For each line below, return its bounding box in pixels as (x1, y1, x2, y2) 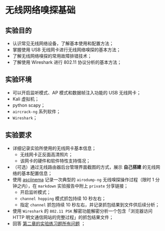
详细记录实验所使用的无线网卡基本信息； (12, 145, 96, 151)
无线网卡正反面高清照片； (20, 151, 73, 157)
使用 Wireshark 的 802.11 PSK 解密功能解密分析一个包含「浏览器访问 (12, 208, 153, 214)
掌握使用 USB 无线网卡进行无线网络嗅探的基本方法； (12, 47, 121, 53)
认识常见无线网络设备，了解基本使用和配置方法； (12, 41, 114, 46)
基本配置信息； (21, 170, 53, 176)
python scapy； (12, 102, 46, 108)
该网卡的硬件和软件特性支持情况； (20, 158, 91, 164)
